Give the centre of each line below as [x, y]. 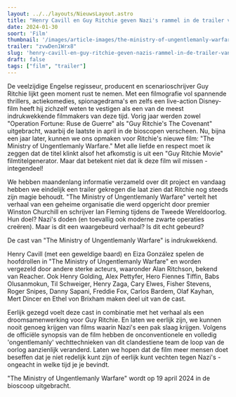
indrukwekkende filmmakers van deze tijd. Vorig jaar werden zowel [104, 116]
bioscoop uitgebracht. [39, 385]
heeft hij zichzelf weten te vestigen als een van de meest [102, 108]
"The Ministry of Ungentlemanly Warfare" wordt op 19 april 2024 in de [109, 378]
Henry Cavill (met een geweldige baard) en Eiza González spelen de [106, 254]
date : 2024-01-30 [33, 27]
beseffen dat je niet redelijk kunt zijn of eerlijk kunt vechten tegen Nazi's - [114, 357]
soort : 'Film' [28, 33]
